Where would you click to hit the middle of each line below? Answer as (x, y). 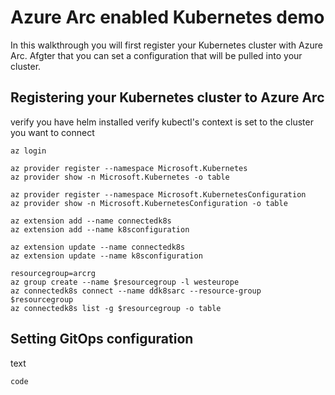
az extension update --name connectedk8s (98, 247)
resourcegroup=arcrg (53, 273)
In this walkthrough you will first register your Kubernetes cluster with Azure (166, 45)
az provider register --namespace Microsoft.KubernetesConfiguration (158, 194)
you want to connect (52, 132)
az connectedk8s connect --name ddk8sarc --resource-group (136, 291)
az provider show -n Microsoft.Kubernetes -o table (120, 177)
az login (28, 151)
